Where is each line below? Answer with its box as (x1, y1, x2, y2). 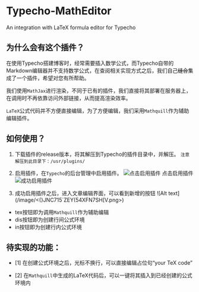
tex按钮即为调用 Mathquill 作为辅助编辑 (14, 208, 109, 215)
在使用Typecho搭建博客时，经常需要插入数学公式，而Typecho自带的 (6, 59, 174, 67)
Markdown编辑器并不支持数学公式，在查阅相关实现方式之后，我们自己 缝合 (6, 67, 188, 74)
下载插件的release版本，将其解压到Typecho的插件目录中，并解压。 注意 (14, 150, 190, 158)
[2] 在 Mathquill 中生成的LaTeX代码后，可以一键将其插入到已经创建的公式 (14, 272, 193, 279)
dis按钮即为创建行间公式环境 (14, 216, 85, 223)
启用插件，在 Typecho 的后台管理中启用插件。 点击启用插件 (14, 169, 194, 177)
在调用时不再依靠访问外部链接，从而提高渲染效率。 (6, 94, 131, 102)
